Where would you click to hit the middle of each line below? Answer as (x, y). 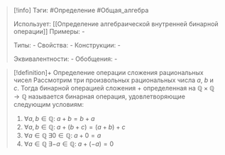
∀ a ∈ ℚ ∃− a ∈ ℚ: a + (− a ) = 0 (69, 144)
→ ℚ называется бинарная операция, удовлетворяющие (99, 96)
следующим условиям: (49, 104)
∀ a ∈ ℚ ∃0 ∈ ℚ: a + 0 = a (62, 135)
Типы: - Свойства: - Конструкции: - (67, 45)
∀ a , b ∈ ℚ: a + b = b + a (59, 119)
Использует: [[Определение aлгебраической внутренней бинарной (116, 24)
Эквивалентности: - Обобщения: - (65, 59)
